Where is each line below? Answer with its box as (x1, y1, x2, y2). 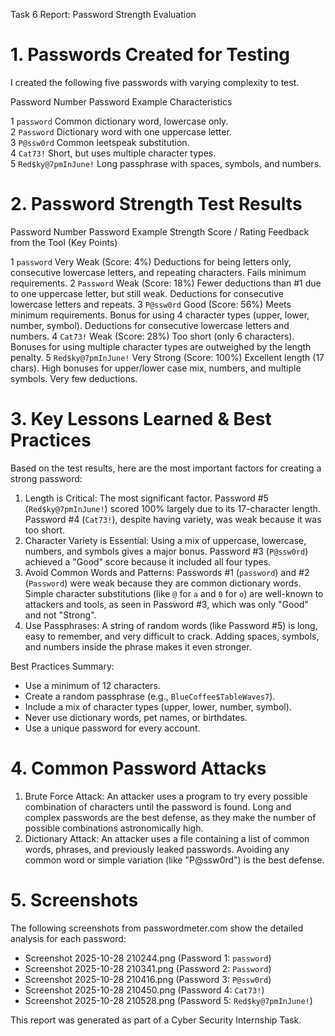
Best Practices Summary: (10, 660, 115, 672)
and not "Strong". (24, 609, 97, 621)
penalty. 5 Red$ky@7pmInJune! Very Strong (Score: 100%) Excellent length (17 (10, 351, 325, 363)
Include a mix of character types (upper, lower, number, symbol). (24, 700, 292, 713)
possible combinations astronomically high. (24, 822, 204, 834)
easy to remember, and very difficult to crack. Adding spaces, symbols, (24, 630, 320, 642)
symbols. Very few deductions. (10, 372, 138, 384)
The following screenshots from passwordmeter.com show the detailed (10, 922, 304, 934)
